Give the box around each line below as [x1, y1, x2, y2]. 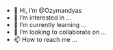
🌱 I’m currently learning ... [13, 21, 87, 28]
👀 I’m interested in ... [13, 14, 72, 22]
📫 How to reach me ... [13, 36, 77, 43]
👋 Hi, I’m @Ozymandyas [13, 7, 82, 14]
